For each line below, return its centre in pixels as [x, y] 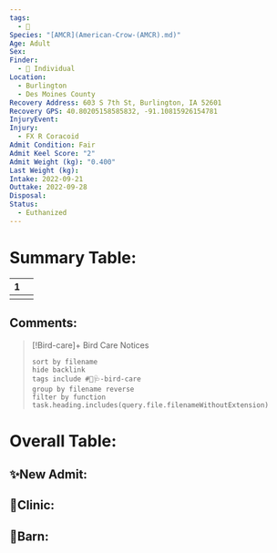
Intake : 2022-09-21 [46, 179]
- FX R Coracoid [48, 137]
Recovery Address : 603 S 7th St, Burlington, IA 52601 [116, 102]
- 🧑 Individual [46, 69]
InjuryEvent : [34, 119]
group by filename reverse [83, 389]
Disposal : [28, 196]
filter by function [69, 397]
